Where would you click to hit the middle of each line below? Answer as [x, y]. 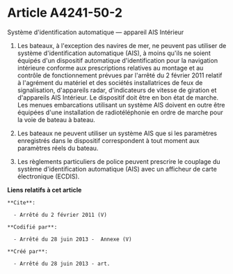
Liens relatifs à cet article [45, 190]
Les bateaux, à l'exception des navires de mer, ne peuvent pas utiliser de [122, 45]
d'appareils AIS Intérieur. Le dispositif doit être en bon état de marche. [118, 97]
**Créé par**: [28, 251]
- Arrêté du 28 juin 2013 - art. [62, 264]
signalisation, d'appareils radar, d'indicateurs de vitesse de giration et [117, 90]
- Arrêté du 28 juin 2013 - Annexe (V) [73, 239]
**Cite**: [22, 203]
